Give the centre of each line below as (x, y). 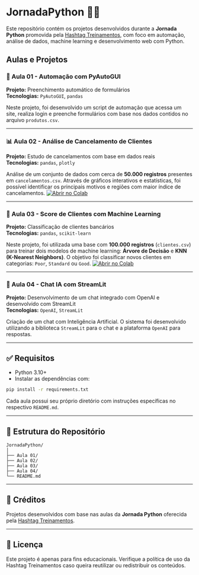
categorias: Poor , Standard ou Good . (49, 264)
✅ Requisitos (31, 358)
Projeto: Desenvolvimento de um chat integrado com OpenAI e (83, 297)
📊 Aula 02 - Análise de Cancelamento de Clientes (79, 141)
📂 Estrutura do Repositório (56, 431)
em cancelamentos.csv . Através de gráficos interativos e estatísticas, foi (93, 180)
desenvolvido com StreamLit (41, 304)
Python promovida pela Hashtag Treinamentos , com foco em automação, (96, 34)
